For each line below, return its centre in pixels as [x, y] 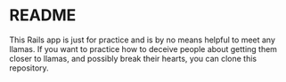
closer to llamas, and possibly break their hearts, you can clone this [133, 58]
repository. [29, 68]
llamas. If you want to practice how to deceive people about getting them [143, 48]
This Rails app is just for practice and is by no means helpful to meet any [143, 40]
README [43, 15]
